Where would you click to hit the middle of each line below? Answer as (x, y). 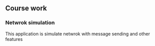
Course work (26, 8)
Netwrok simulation (30, 23)
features (14, 39)
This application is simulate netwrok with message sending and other (78, 34)
